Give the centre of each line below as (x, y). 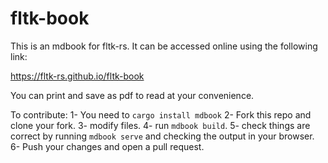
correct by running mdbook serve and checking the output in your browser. (162, 136)
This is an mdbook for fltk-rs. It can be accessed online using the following (164, 46)
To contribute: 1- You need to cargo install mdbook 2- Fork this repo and (161, 114)
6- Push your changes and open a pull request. (107, 146)
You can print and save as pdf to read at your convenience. (132, 95)
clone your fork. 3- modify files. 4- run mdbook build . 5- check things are (160, 125)
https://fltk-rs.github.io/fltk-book (77, 76)
